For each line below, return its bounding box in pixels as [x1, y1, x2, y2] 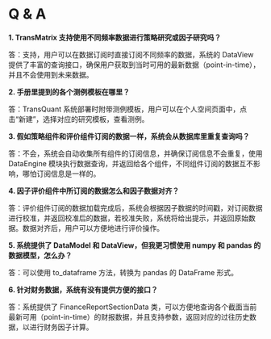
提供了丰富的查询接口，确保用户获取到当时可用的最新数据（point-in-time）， [8, 60, 261, 69]
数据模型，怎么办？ [8, 250, 73, 260]
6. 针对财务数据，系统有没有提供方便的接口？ [8, 284, 159, 295]
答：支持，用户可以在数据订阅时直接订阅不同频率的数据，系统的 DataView [8, 49, 254, 59]
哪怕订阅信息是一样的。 [22, 169, 101, 178]
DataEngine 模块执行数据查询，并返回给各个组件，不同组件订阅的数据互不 [8, 158, 254, 168]
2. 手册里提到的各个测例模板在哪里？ [8, 86, 131, 97]
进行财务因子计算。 [29, 322, 94, 332]
